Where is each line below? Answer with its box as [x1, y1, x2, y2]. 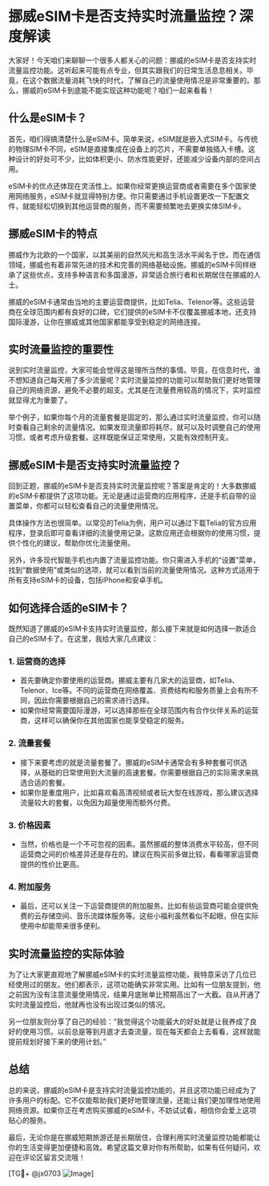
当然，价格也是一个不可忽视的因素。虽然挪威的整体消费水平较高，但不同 [19, 839, 259, 848]
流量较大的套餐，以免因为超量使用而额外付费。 [19, 797, 175, 807]
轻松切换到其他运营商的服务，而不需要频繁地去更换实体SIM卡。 [35, 201, 246, 211]
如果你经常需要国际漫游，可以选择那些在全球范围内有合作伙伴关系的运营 [19, 706, 259, 715]
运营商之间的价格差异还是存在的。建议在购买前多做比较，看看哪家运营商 [19, 849, 259, 859]
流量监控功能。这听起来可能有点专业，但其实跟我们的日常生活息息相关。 [8, 65, 247, 75]
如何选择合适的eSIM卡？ [8, 601, 130, 614]
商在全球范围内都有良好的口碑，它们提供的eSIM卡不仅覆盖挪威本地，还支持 [8, 306, 257, 317]
